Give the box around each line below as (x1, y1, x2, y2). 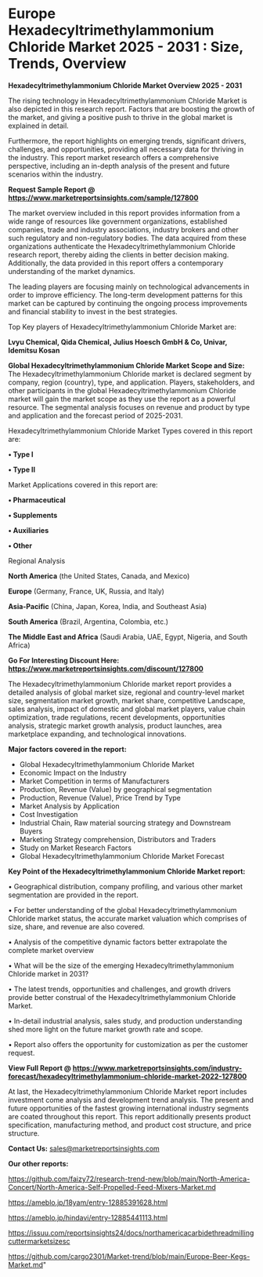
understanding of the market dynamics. (8, 266, 135, 275)
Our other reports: (8, 1158, 69, 1168)
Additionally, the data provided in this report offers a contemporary (8, 258, 224, 268)
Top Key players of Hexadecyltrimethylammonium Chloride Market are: (8, 322, 237, 331)
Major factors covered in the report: (8, 744, 127, 753)
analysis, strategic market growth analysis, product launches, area (8, 721, 222, 730)
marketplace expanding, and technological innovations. (8, 729, 186, 739)
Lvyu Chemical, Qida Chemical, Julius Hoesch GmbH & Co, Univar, (8, 337, 228, 346)
